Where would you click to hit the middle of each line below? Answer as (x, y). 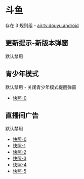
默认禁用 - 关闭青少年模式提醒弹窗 (41, 87)
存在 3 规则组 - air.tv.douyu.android (42, 25)
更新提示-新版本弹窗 (37, 43)
